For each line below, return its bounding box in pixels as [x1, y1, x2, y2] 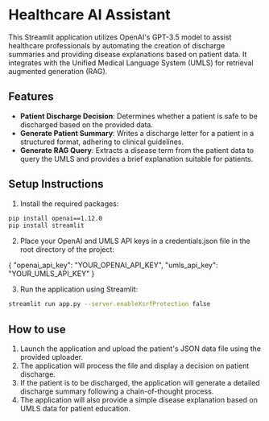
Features [8, 90, 54, 104]
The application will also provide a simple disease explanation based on [19, 395, 258, 404]
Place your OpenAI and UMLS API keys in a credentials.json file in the [19, 236, 251, 246]
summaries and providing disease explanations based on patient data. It [8, 49, 247, 59]
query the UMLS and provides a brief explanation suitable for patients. [19, 154, 254, 163]
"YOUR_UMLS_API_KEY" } [8, 269, 95, 279]
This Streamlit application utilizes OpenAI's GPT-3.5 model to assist [8, 32, 232, 42]
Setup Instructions [8, 177, 104, 191]
